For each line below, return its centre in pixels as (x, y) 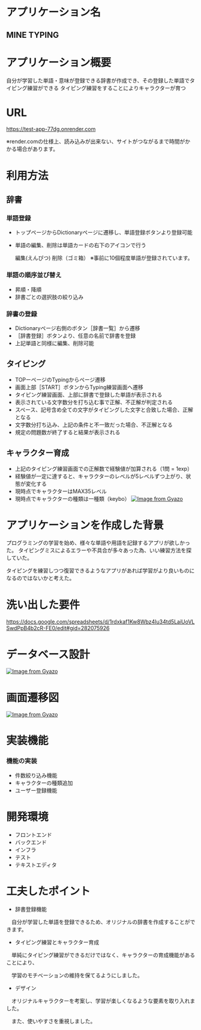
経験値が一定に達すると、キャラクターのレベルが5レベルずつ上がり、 (100, 476)
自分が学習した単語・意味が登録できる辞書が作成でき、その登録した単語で (98, 80)
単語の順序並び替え (34, 275)
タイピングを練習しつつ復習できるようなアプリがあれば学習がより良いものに (100, 571)
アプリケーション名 (53, 12)
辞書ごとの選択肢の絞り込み (49, 297)
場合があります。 (37, 149)
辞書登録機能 (31, 909)
